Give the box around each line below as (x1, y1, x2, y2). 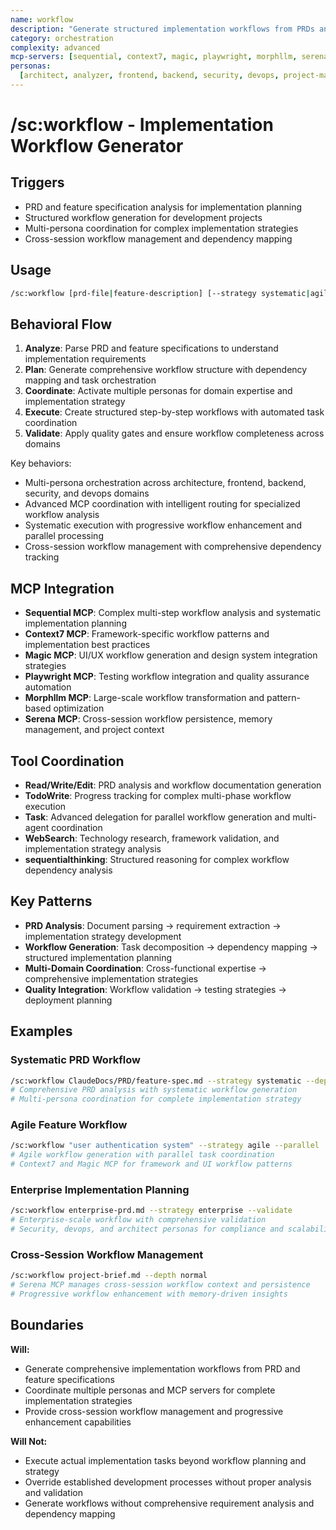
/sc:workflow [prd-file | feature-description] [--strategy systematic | (10, 288, 311, 298)
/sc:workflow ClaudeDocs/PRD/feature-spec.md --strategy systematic (10, 1076, 302, 1086)
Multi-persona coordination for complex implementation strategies (24, 222, 299, 234)
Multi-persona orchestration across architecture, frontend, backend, (24, 477, 307, 489)
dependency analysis (24, 864, 113, 876)
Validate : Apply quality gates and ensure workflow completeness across (24, 427, 325, 440)
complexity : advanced (10, 42, 101, 53)
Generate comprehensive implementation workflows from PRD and (24, 1362, 301, 1375)
